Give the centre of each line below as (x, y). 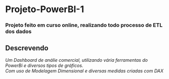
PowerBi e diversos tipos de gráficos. (44, 65)
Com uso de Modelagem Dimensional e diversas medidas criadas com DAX (84, 71)
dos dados (18, 31)
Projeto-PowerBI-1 (45, 9)
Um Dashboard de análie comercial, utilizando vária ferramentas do (77, 60)
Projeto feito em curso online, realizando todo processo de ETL (84, 25)
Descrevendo (27, 48)
